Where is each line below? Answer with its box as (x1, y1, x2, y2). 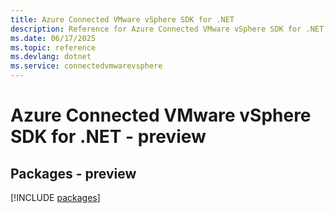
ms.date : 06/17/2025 (10, 33, 97, 43)
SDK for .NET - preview (10, 126, 207, 148)
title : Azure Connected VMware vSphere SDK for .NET (10, 14, 235, 25)
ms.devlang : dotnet (10, 52, 92, 62)
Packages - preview (10, 165, 137, 182)
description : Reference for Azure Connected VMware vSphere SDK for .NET (10, 24, 325, 34)
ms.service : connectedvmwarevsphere (10, 61, 163, 71)
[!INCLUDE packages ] (10, 192, 101, 203)
